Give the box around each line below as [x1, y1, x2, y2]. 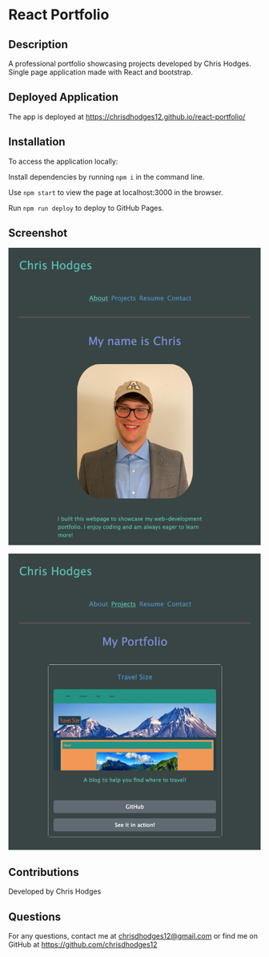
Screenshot [8, 226, 68, 240]
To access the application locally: [8, 156, 118, 166]
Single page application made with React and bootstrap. [8, 67, 194, 77]
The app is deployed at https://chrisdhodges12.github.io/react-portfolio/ [8, 112, 246, 121]
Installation [8, 135, 66, 149]
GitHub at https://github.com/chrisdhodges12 [8, 940, 158, 950]
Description [8, 38, 68, 51]
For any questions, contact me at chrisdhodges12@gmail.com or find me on [8, 931, 259, 941]
